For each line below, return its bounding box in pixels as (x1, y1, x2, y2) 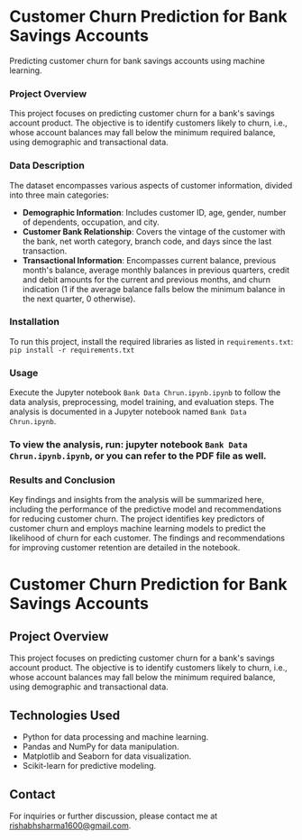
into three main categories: (9, 189, 110, 200)
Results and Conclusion (9, 474, 115, 486)
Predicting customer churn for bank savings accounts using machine (9, 55, 266, 66)
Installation (9, 316, 60, 328)
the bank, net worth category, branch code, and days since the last (22, 235, 272, 246)
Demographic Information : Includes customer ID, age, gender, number (22, 207, 287, 217)
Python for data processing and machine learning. (22, 732, 209, 743)
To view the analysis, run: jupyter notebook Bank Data (9, 438, 248, 451)
